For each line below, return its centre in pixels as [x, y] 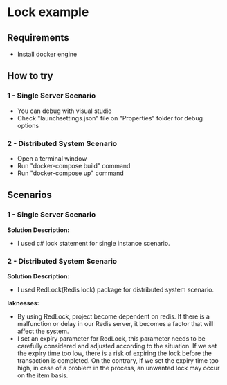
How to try [30, 76]
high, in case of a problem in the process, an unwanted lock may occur [118, 368]
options [28, 125]
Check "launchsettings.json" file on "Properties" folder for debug [110, 118]
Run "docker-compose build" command [74, 165]
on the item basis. [43, 375]
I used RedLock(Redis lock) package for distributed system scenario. [116, 289]
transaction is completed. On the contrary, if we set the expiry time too [118, 360]
